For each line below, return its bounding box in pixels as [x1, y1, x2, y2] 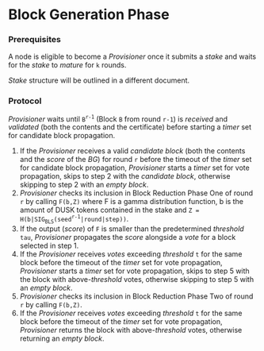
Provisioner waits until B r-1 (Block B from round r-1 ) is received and [8, 114, 228, 124]
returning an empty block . [19, 334, 105, 343]
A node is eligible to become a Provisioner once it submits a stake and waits [8, 52, 256, 61]
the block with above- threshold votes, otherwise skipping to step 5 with [19, 274, 254, 283]
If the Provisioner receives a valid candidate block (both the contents [19, 146, 246, 156]
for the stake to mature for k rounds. [8, 60, 127, 70]
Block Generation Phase [8, 6, 170, 24]
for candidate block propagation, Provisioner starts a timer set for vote [19, 163, 250, 172]
